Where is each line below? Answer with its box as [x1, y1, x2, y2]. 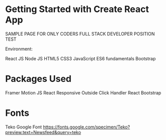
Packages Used [5, 73, 72, 85]
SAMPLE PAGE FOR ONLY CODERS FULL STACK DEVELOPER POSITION [5, 31, 155, 37]
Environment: [5, 46, 33, 52]
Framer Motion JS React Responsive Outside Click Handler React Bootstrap [5, 89, 161, 96]
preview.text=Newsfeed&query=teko [5, 129, 81, 135]
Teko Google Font [5, 124, 42, 130]
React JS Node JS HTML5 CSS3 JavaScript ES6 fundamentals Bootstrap [5, 55, 156, 61]
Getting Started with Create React [5, 4, 149, 15]
